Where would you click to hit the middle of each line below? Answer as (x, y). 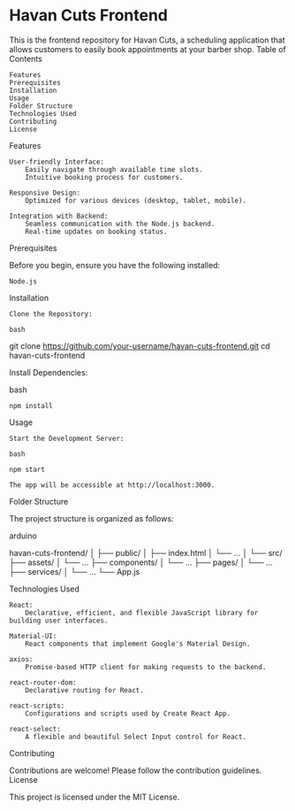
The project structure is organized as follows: (91, 518)
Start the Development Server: (67, 438)
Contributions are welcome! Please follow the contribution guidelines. (136, 770)
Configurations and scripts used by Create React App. (128, 714)
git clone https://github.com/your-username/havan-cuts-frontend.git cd (140, 345)
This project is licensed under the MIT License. (95, 797)
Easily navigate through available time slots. (114, 169)
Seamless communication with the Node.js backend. (120, 224)
